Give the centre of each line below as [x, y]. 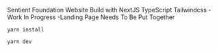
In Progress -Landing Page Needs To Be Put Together [99, 17]
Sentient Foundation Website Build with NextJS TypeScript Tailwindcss [107, 10]
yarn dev [20, 42]
